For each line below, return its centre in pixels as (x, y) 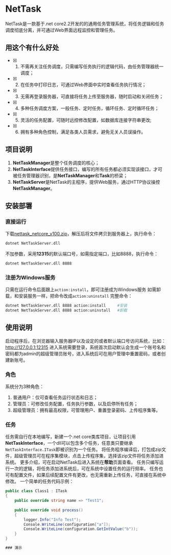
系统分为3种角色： (25, 387)
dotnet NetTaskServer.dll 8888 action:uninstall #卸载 (66, 310)
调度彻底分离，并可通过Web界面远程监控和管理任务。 (62, 30)
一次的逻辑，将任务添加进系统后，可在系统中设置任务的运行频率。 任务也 (86, 469)
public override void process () (49, 510)
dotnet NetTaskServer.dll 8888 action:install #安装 (66, 306)
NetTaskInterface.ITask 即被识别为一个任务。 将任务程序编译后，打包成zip (83, 449)
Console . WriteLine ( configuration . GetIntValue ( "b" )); (81, 529)
